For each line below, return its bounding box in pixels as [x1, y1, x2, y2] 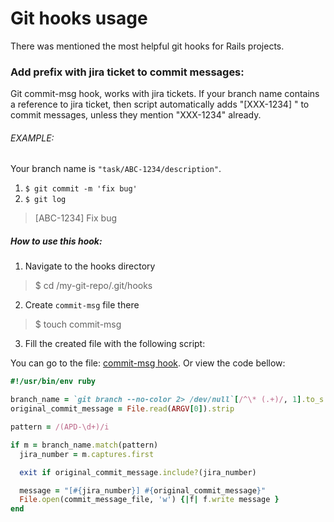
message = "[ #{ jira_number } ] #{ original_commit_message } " [19, 485, 267, 496]
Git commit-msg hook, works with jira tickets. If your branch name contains [10, 88, 320, 100]
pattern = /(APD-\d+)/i [10, 422, 110, 432]
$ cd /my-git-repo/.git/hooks [34, 280, 153, 292]
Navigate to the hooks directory [24, 260, 156, 272]
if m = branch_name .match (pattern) [10, 440, 159, 450]
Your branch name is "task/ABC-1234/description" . [10, 163, 222, 175]
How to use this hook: [10, 235, 103, 247]
